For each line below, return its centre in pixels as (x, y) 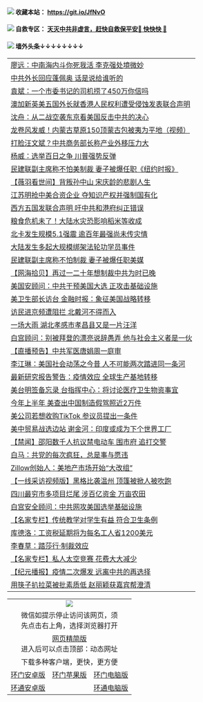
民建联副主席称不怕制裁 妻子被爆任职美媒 (77, 260)
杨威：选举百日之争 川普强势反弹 (64, 156)
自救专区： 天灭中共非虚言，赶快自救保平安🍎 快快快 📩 (91, 29)
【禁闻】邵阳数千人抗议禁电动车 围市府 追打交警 (89, 442)
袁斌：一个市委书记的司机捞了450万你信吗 (80, 91)
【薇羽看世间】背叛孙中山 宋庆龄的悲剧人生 (81, 182)
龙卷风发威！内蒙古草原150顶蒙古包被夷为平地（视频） (100, 130)
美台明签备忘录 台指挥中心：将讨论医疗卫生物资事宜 (95, 390)
